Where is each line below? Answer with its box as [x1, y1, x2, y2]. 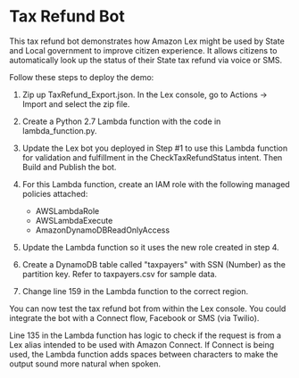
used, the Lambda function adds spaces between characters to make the [9, 349, 278, 359]
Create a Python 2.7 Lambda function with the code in [21, 116, 221, 127]
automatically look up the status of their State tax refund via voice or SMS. [9, 54, 283, 65]
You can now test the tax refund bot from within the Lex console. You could [9, 303, 287, 314]
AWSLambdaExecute [35, 215, 113, 226]
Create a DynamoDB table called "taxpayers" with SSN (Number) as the [21, 259, 287, 269]
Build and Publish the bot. [21, 161, 117, 172]
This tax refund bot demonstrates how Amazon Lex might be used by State [9, 36, 286, 46]
